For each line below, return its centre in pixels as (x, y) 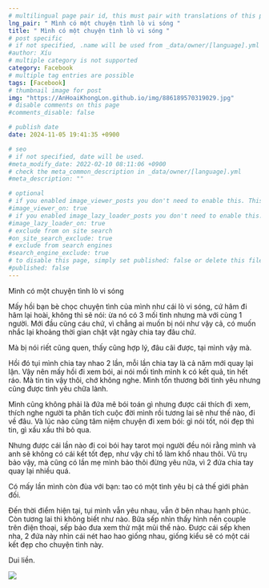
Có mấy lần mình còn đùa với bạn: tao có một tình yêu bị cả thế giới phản (128, 486)
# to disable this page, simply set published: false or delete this (127, 261)
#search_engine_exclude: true (59, 253)
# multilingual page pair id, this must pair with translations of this (132, 16)
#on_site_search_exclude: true (60, 238)
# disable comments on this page (64, 105)
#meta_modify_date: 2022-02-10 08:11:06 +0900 (87, 164)
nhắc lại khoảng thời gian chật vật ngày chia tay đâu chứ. (102, 332)
